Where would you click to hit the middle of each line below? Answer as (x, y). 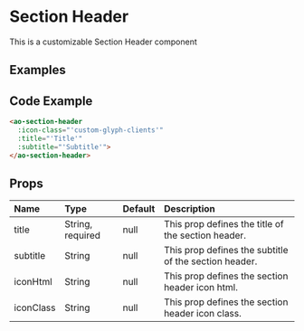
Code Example (51, 101)
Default (139, 209)
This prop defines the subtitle (226, 251)
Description (190, 209)
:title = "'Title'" (50, 138)
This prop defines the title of (224, 224)
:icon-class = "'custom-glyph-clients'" (91, 130)
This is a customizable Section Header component (103, 42)
